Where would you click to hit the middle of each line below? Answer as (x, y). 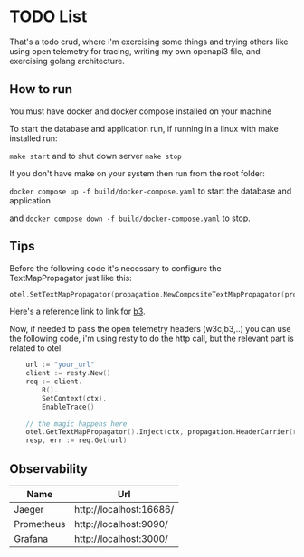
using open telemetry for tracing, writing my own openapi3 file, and (135, 51)
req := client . (54, 382)
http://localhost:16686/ (124, 510)
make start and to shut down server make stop (96, 156)
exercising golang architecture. (67, 61)
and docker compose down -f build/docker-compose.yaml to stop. (130, 218)
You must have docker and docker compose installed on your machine (141, 111)
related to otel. (36, 348)
